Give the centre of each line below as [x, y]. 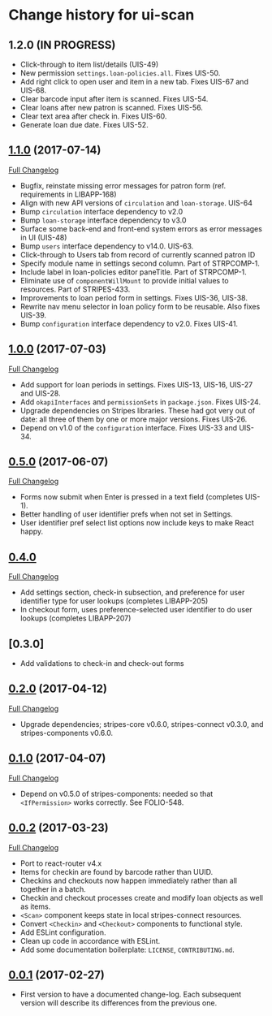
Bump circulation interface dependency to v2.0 [101, 211]
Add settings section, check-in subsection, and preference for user [132, 592]
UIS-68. [33, 90]
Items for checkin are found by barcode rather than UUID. [117, 871]
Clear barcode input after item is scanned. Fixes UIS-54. [114, 99]
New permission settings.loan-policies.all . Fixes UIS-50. [120, 73]
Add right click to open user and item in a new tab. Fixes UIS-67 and [134, 82]
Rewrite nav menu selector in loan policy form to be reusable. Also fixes [140, 306]
